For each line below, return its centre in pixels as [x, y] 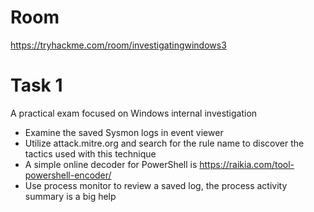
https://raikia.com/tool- [247, 164]
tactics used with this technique [90, 153]
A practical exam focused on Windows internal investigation [134, 113]
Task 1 [36, 85]
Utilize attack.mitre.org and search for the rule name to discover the [164, 143]
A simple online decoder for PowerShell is [111, 164]
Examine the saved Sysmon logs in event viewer [124, 132]
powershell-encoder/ [68, 175]
